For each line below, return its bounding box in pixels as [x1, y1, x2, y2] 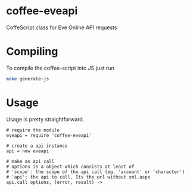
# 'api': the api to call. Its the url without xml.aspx [6, 174, 151, 180]
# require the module [6, 127, 60, 133]
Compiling [6, 45, 58, 58]
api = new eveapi [6, 148, 49, 154]
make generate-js [6, 76, 49, 82]
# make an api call [6, 158, 55, 164]
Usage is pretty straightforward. [6, 115, 85, 123]
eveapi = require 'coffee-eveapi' [6, 132, 92, 138]
